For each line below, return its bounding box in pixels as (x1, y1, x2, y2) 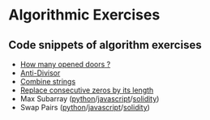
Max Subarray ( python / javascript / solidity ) (19, 94, 160, 103)
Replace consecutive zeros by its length (19, 85, 154, 95)
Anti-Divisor (19, 68, 61, 78)
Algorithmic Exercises (8, 6, 161, 24)
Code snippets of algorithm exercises (8, 38, 202, 52)
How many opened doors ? (19, 59, 111, 69)
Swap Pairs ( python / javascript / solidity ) (19, 103, 150, 112)
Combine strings (19, 77, 76, 86)
